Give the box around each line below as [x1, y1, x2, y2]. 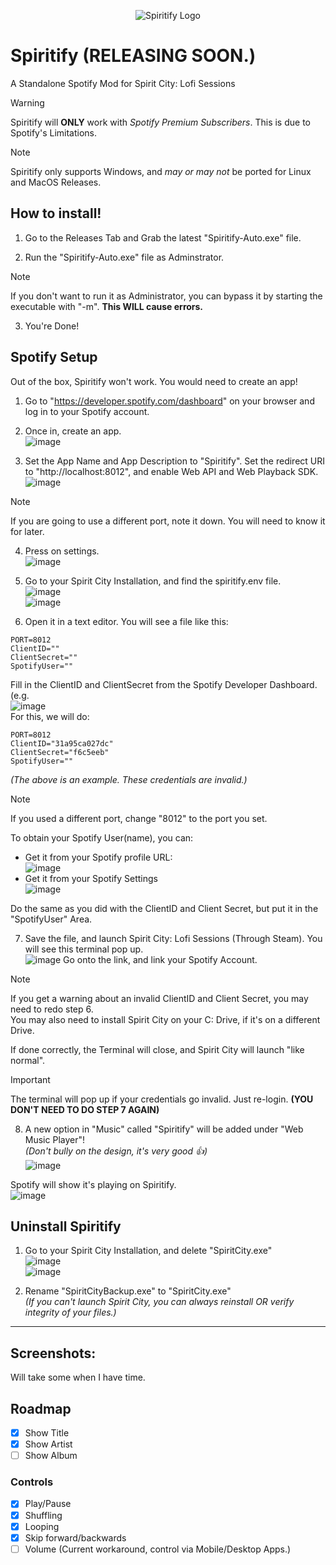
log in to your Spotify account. [24, 405, 150, 417]
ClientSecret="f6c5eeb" [10, 747, 110, 757]
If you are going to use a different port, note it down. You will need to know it [10, 515, 326, 527]
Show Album [24, 1450, 78, 1462]
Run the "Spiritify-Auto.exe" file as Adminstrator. [24, 251, 225, 263]
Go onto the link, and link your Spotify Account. [63, 953, 258, 965]
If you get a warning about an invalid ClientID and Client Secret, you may [10, 992, 309, 1004]
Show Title [24, 1427, 70, 1439]
